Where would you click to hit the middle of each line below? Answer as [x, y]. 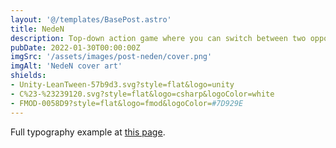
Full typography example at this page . [88, 132]
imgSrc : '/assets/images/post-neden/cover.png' [111, 57]
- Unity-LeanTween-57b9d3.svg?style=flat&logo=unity [122, 85]
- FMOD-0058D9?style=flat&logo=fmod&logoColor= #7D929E [127, 103]
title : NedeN [37, 29]
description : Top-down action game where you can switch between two [158, 38]
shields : [28, 76]
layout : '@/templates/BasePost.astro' [91, 19]
